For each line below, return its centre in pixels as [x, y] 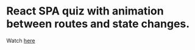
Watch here [21, 40]
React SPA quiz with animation [85, 11]
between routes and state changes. [98, 24]
